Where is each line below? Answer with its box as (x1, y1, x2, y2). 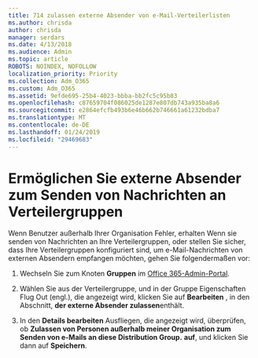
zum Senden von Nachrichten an (8, 186, 227, 204)
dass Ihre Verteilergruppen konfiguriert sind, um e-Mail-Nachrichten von (8, 245, 243, 255)
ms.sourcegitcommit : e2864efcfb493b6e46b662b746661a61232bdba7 (8, 107, 220, 115)
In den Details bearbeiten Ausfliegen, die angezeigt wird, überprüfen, (19, 316, 246, 326)
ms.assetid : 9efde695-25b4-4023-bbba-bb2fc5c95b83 (8, 92, 178, 100)
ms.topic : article (8, 56, 68, 64)
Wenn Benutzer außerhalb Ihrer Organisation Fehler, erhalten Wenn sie (8, 228, 238, 238)
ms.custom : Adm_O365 (8, 84, 76, 93)
